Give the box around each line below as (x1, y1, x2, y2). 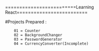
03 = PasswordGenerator (14, 37, 63, 42)
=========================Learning (5, 4, 94, 10)
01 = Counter (14, 28, 41, 33)
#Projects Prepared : (5, 19, 47, 25)
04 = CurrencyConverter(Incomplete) (14, 41, 89, 46)
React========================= (5, 9, 88, 15)
